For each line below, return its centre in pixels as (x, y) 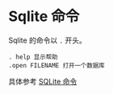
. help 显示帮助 (33, 57)
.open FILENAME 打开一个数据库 (56, 65)
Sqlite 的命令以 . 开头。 (47, 40)
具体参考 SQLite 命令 (43, 81)
